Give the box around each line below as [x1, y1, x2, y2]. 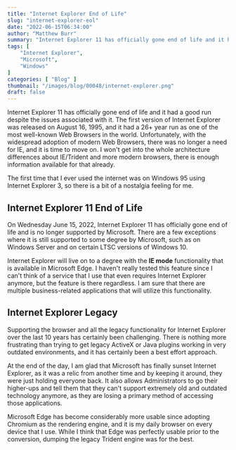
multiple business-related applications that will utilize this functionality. [7, 286, 212, 295]
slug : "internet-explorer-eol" [7, 17, 99, 24]
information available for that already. [7, 160, 116, 169]
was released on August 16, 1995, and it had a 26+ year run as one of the [7, 123, 219, 131]
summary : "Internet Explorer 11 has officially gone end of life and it [7, 37, 225, 44]
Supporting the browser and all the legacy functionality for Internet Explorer [7, 325, 226, 334]
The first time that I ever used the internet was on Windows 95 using [7, 174, 206, 183]
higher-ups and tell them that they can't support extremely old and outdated [7, 384, 228, 392]
